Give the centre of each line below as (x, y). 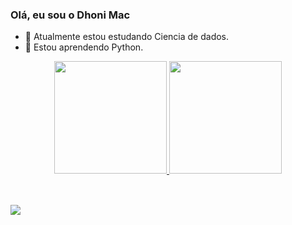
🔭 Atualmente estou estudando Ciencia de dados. (127, 37)
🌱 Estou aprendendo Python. (84, 47)
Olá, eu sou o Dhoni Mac (70, 15)
